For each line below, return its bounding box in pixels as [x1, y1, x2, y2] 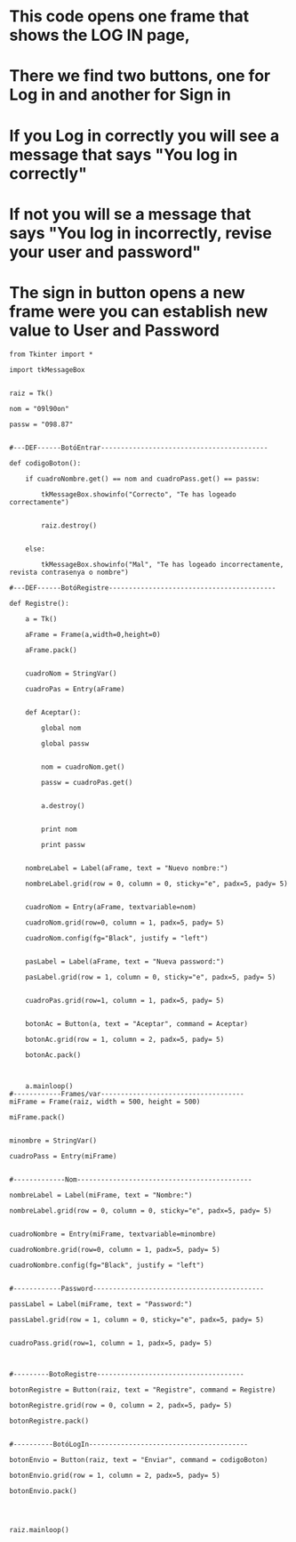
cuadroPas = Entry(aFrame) [25, 684, 125, 693]
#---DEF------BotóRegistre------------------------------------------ [9, 583, 276, 593]
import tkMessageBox [9, 365, 86, 375]
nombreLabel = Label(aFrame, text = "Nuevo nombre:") [25, 863, 228, 873]
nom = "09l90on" [9, 404, 69, 413]
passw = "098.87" [9, 420, 74, 429]
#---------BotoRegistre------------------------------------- [9, 1369, 244, 1378]
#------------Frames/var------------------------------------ [9, 1089, 244, 1098]
